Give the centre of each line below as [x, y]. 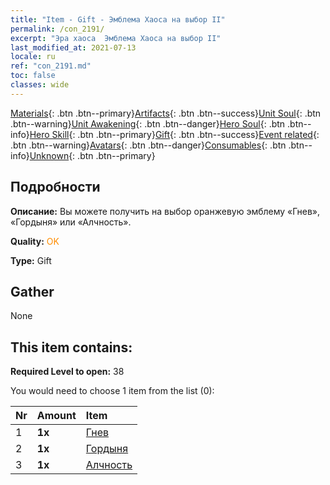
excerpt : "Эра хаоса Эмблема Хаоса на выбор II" [116, 38]
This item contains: [71, 347]
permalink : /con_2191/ [57, 29]
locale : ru [33, 57]
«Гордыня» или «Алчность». [71, 222]
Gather [32, 291]
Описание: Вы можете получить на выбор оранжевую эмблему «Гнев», [165, 211]
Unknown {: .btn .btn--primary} [92, 155]
